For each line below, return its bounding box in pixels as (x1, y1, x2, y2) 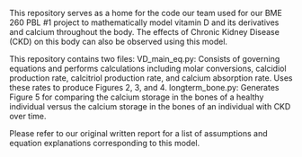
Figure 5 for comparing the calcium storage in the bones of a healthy (9, 92, 264, 102)
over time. (9, 111, 47, 121)
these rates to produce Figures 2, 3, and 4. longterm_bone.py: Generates (9, 83, 280, 92)
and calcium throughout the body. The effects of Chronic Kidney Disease (9, 27, 280, 37)
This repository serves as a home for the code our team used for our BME (9, 8, 283, 18)
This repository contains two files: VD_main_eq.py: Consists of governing (9, 54, 280, 64)
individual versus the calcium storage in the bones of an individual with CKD (9, 101, 291, 111)
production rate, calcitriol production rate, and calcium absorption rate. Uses (9, 73, 293, 83)
